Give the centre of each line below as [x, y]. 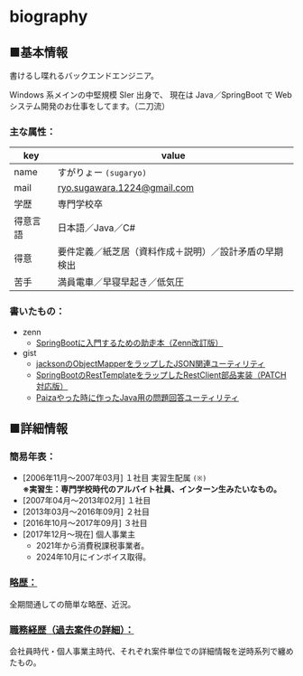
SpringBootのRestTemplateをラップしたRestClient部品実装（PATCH [161, 375]
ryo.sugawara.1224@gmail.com [125, 188]
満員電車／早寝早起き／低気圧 [121, 282]
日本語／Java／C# [96, 228]
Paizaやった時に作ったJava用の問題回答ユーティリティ [138, 397]
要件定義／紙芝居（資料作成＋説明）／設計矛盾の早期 [170, 252]
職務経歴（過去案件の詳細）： [72, 630]
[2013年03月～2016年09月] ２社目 [86, 512]
